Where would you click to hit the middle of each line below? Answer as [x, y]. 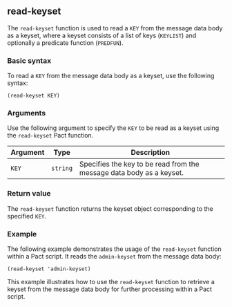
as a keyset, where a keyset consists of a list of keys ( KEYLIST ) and [102, 35]
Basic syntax [29, 60]
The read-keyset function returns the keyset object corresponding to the [110, 208]
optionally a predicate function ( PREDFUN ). [65, 43]
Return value [29, 194]
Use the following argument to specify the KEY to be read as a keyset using [113, 128]
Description [151, 153]
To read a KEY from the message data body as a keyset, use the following [111, 76]
